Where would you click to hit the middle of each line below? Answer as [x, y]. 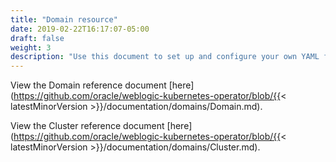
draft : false [37, 38]
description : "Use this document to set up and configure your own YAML [165, 57]
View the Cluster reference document [87, 126]
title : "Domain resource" [64, 19]
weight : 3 [31, 47]
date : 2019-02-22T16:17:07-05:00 [80, 29]
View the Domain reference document [88, 85]
